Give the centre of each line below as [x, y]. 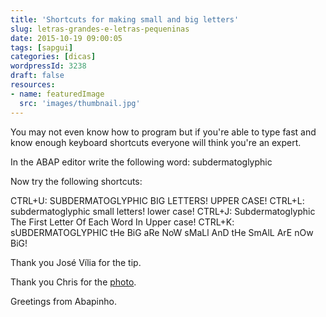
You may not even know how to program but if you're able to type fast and [163, 132]
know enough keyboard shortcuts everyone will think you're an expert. [156, 142]
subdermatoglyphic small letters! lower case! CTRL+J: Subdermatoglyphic [163, 211]
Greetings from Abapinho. [63, 301]
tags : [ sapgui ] [42, 47]
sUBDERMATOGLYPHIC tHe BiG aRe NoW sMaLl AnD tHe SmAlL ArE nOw [162, 232]
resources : [33, 85]
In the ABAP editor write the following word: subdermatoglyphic [141, 162]
